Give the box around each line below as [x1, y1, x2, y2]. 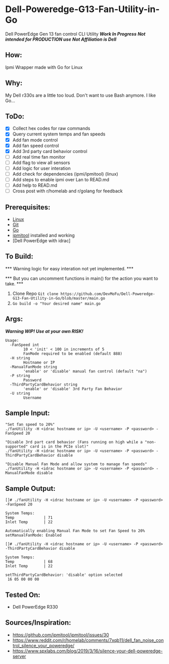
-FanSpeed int [10, 342, 39, 347]
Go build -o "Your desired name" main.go [12, 301, 101, 306]
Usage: [5, 338, 19, 343]
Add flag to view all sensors [12, 160, 70, 166]
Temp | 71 [5, 515, 53, 521]
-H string [10, 355, 30, 360]
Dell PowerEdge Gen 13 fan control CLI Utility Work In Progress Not [5, 31, 146, 37]
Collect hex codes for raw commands [12, 125, 91, 131]
